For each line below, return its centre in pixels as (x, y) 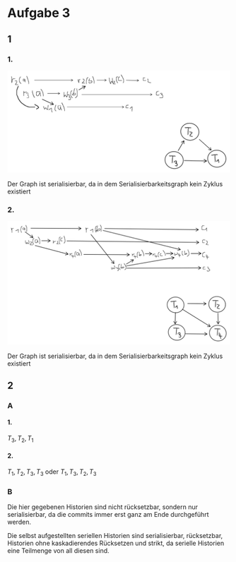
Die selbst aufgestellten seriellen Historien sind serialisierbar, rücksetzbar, (115, 536)
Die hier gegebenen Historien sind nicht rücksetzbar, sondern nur (103, 507)
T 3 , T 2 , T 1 (20, 439)
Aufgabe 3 (39, 13)
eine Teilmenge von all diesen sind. (58, 551)
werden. (19, 522)
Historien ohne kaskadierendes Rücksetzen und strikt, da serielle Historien (116, 543)
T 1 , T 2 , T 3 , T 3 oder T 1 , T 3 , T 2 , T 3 (52, 472)
